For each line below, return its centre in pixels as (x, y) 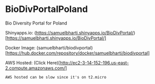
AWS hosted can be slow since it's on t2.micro (56, 77)
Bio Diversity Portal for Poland (36, 23)
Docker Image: (20, 47)
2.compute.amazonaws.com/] (36, 68)
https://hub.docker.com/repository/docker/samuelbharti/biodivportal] (78, 53)
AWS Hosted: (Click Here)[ (33, 62)
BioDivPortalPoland (47, 9)
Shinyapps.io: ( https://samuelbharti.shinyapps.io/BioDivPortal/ (69, 32)
